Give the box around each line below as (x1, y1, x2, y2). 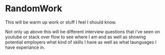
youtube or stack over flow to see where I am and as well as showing (5, 34, 146, 40)
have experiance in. (5, 44, 46, 50)
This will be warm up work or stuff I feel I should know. (5, 19, 116, 25)
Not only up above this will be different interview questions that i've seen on (5, 28, 160, 34)
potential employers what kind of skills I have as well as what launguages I (5, 39, 157, 45)
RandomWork (5, 3, 62, 14)
